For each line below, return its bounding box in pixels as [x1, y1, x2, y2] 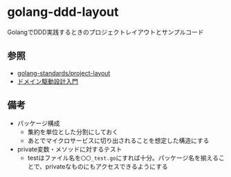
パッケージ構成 [17, 119, 60, 127]
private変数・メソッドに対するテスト [17, 145, 122, 153]
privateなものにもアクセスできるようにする [45, 162, 168, 170]
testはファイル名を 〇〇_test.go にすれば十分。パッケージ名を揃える [27, 153, 219, 162]
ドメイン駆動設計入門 [17, 77, 78, 85]
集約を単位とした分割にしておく [27, 127, 119, 136]
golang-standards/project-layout [17, 68, 111, 77]
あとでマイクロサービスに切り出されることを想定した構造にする [27, 136, 210, 145]
